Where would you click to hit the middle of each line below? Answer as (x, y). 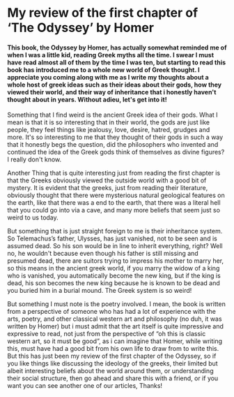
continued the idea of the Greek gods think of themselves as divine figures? (116, 152)
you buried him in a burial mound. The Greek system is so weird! (100, 291)
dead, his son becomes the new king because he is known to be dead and (114, 283)
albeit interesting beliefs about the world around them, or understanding (110, 371)
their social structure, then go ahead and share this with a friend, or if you (113, 378)
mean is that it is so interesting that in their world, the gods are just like (109, 122)
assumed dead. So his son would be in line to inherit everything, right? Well (115, 246)
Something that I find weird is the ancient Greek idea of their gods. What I (112, 115)
